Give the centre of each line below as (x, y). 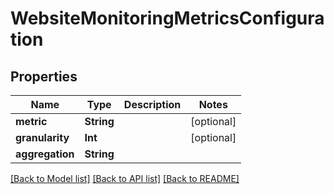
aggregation (45, 154)
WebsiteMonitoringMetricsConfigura (167, 18)
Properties (44, 76)
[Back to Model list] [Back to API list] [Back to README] (125, 178)
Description (152, 104)
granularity (42, 137)
